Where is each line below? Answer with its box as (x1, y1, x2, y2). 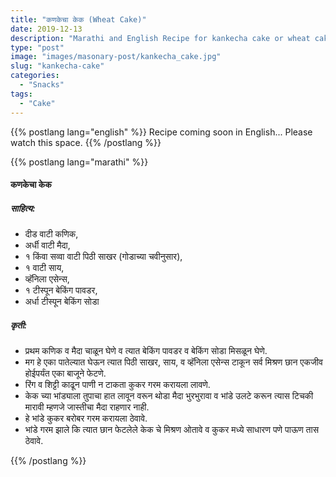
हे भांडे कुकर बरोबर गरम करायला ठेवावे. (24, 412, 148, 425)
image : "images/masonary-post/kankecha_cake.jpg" (10, 52, 222, 62)
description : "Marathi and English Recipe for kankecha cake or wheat (10, 33, 311, 43)
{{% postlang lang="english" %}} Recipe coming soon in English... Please (10, 126, 313, 138)
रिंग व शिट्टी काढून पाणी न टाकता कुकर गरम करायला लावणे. (24, 379, 211, 391)
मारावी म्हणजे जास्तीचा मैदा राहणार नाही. (24, 401, 150, 413)
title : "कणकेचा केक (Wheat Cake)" (10, 14, 147, 25)
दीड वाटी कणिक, (24, 228, 79, 240)
